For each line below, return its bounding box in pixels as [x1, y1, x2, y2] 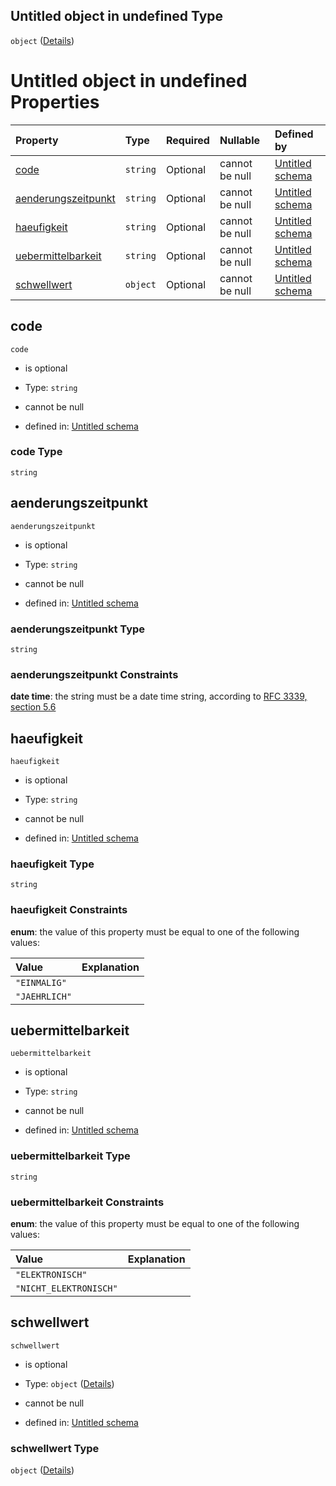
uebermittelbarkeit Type [10, 1149, 131, 1163]
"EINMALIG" [15, 977, 67, 988]
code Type [10, 445, 63, 459]
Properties [10, 91, 100, 113]
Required [165, 133, 210, 147]
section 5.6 [10, 701, 57, 713]
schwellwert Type [10, 1441, 100, 1455]
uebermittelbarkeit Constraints [10, 1195, 165, 1209]
